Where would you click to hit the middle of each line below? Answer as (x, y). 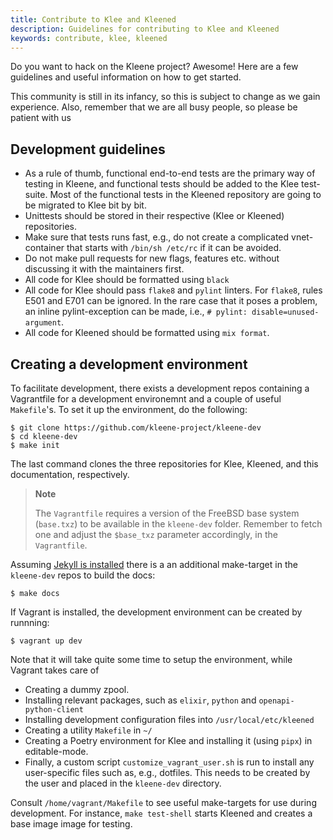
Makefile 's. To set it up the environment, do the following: (129, 409)
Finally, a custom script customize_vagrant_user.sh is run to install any (169, 762)
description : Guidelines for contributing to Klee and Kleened (145, 29)
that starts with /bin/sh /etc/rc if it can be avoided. (174, 248)
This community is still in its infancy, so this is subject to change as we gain (165, 97)
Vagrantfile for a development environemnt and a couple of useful (146, 399)
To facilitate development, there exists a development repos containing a (160, 388)
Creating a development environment (129, 364)
